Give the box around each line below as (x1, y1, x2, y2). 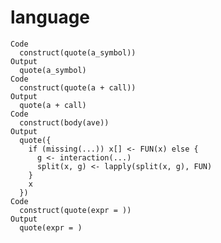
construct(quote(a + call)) (19, 82, 137, 93)
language (10, 6, 91, 29)
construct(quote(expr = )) (19, 205, 132, 215)
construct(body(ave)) (19, 117, 110, 128)
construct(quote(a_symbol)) (19, 47, 137, 58)
